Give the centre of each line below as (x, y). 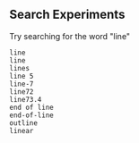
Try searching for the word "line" (70, 36)
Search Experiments (67, 15)
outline (24, 123)
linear (22, 130)
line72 (22, 92)
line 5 (22, 76)
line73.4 (26, 99)
